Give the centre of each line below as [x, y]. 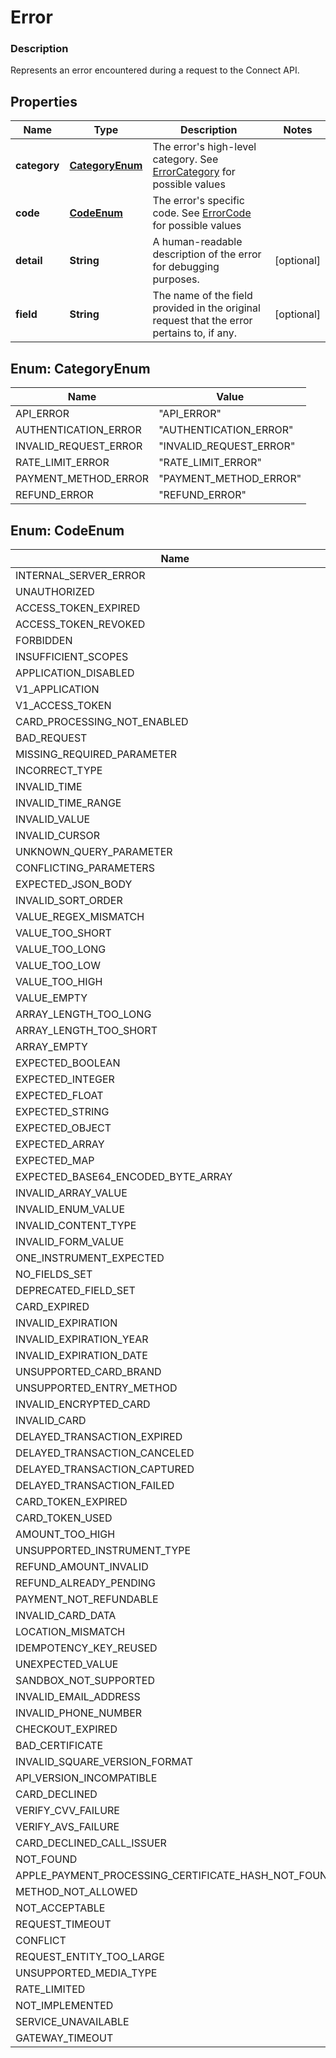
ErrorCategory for [194, 172]
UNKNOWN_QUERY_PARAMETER [94, 851]
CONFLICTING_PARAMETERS [85, 868]
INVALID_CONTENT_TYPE [76, 1225]
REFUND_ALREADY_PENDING [85, 1583]
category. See [185, 159]
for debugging [186, 267]
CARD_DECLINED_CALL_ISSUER [91, 1843]
